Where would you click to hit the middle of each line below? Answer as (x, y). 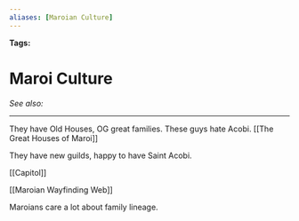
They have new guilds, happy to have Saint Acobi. (101, 155)
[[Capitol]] (28, 172)
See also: (26, 103)
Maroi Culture (61, 79)
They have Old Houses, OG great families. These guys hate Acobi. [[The (141, 129)
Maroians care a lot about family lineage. (84, 207)
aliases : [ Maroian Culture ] (61, 17)
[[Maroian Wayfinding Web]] (61, 189)
